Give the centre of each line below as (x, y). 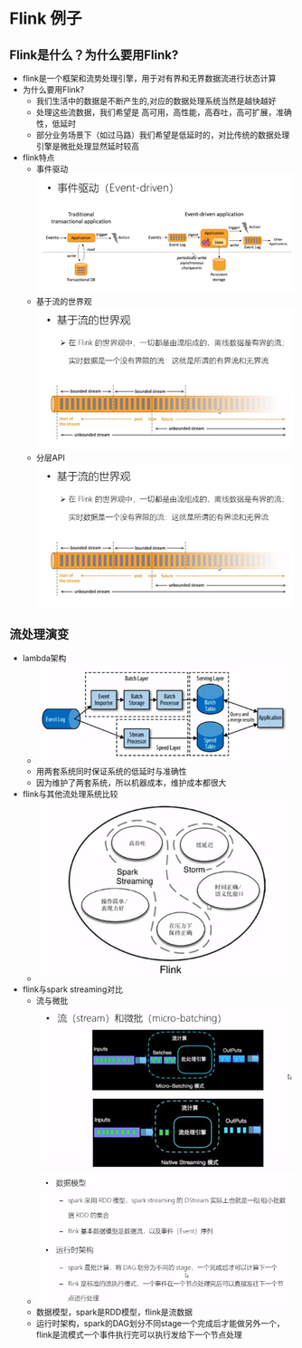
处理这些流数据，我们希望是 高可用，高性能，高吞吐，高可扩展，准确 (164, 112)
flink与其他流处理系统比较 (70, 794)
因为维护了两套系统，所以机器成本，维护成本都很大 (131, 782)
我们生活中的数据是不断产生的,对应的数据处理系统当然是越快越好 (156, 101)
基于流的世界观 (64, 301)
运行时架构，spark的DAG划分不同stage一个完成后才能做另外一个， (160, 1323)
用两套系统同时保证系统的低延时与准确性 (111, 771)
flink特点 (38, 158)
